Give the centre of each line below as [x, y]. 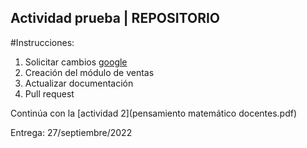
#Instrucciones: [42, 42]
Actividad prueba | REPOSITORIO [115, 18]
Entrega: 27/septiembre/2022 [71, 132]
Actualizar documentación [79, 83]
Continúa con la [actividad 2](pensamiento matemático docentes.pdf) [154, 113]
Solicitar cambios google [76, 62]
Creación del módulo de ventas [89, 72]
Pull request [49, 93]
